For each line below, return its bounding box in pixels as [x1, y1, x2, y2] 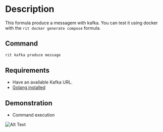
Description [5, 3, 54, 15]
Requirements [5, 66, 50, 75]
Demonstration [5, 99, 53, 107]
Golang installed [12, 85, 46, 90]
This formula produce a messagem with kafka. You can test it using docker [5, 20, 158, 26]
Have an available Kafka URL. [12, 79, 73, 85]
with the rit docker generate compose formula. [5, 25, 101, 31]
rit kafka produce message [5, 52, 61, 57]
